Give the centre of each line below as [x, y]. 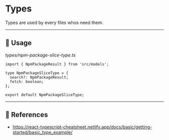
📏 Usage [18, 43]
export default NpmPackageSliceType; [45, 95]
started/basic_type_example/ [43, 132]
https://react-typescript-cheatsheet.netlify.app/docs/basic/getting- [82, 127]
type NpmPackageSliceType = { [37, 73]
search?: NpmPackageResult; [39, 77]
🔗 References [27, 115]
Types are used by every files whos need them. [54, 22]
